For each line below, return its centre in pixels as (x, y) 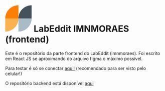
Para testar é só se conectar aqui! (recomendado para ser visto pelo (76, 68)
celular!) (14, 73)
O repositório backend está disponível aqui (49, 83)
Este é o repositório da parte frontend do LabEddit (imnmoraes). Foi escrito (83, 53)
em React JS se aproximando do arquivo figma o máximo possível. (74, 58)
